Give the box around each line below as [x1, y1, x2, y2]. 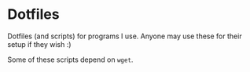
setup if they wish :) [7, 39, 72, 49]
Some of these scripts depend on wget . [7, 55, 134, 64]
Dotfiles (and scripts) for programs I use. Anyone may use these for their [7, 31, 242, 41]
